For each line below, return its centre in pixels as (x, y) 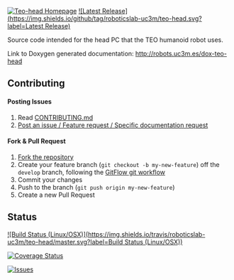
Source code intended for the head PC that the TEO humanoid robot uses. (115, 40)
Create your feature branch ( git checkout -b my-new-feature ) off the (118, 164)
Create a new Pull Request (56, 195)
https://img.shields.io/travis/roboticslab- (146, 234)
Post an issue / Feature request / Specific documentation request (113, 125)
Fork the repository (46, 157)
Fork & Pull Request (37, 141)
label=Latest (26, 26)
